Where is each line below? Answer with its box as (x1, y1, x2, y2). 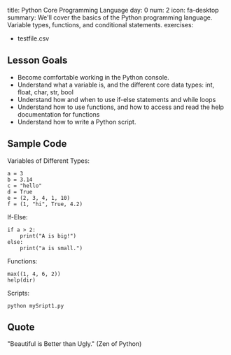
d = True (7, 188, 33, 195)
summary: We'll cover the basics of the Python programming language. (7, 13, 213, 22)
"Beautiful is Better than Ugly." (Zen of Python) (7, 340, 142, 348)
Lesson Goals (7, 55, 68, 66)
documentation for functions (17, 110, 100, 118)
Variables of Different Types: (7, 157, 90, 165)
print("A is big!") (20, 232, 77, 240)
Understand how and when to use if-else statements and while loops (17, 95, 216, 103)
